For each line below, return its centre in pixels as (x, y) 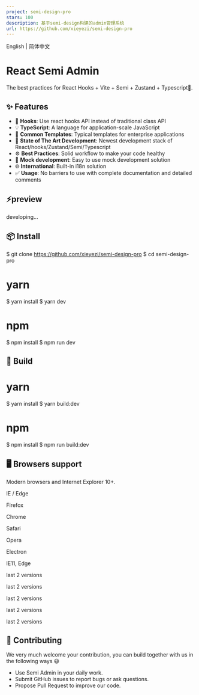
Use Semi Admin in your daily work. (59, 673)
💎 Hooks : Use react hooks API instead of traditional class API (90, 121)
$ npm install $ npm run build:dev (48, 444)
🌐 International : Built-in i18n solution (61, 166)
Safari (13, 528)
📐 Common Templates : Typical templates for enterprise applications (99, 134)
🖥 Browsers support (44, 464)
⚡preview (24, 199)
